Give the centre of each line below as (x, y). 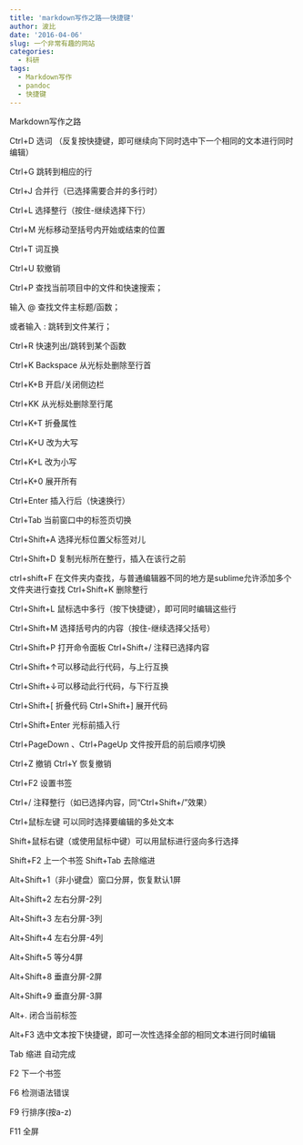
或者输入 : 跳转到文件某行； (61, 326)
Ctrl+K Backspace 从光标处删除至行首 (81, 364)
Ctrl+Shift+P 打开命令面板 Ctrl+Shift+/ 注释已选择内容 (110, 647)
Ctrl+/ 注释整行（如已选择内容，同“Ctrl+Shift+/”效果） (111, 802)
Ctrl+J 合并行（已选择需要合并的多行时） (86, 190)
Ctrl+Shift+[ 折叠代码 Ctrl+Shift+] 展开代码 (89, 705)
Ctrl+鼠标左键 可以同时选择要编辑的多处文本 (92, 822)
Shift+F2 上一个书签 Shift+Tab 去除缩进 (82, 860)
